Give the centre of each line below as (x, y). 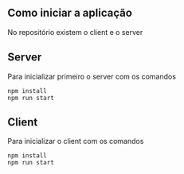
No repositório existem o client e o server (75, 32)
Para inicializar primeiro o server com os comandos (92, 76)
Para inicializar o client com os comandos (76, 141)
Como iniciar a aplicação (70, 13)
